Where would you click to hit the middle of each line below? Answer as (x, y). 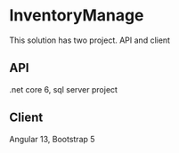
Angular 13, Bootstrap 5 (52, 139)
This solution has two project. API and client (90, 40)
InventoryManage (77, 16)
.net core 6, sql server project (64, 89)
